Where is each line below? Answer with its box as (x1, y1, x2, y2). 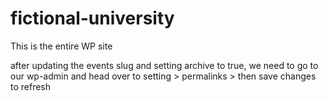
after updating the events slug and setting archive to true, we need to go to (10, 59, 319, 71)
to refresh (10, 80, 52, 92)
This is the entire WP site (10, 40, 113, 52)
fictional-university (10, 7, 175, 30)
